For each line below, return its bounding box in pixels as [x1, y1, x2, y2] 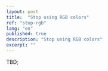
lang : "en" [6, 25, 33, 32]
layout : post [6, 8, 39, 15]
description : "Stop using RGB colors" [6, 36, 103, 42]
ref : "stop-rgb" [6, 20, 47, 26]
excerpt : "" [6, 42, 36, 48]
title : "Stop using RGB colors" [6, 14, 90, 20]
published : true [6, 31, 47, 37]
